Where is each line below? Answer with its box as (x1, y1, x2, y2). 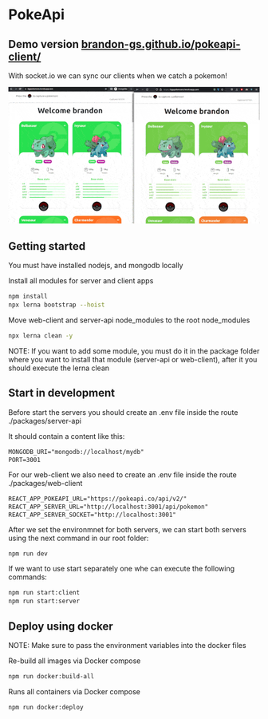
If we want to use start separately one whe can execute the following (8, 564, 235, 574)
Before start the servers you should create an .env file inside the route (8, 407, 238, 417)
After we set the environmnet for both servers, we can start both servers (8, 524, 247, 534)
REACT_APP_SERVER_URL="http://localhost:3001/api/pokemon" (8, 503, 209, 511)
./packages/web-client (8, 478, 83, 488)
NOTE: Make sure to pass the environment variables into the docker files (8, 641, 246, 650)
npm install (8, 293, 48, 301)
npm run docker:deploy (8, 703, 84, 711)
